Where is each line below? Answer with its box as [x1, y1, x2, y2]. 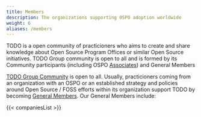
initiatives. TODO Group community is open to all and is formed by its [6, 55, 178, 62]
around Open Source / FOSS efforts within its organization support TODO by [6, 86, 196, 93]
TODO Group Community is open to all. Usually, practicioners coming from [6, 73, 191, 80]
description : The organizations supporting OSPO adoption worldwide [6, 14, 182, 21]
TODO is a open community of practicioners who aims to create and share [6, 42, 191, 49]
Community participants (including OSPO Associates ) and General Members [6, 62, 196, 69]
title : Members [6, 8, 45, 15]
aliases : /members [6, 25, 52, 32]
